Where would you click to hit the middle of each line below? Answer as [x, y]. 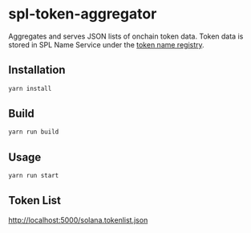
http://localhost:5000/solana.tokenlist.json [78, 220]
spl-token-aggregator [83, 14]
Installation [37, 70]
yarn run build [34, 132]
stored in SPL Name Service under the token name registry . [106, 44]
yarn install [30, 88]
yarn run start [34, 176]
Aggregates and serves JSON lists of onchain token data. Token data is [126, 36]
